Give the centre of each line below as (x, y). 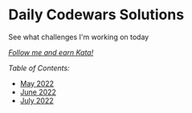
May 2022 (37, 83)
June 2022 (38, 92)
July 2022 (37, 100)
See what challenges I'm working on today (79, 37)
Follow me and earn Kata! (51, 52)
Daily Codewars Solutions (96, 15)
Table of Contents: (39, 68)
